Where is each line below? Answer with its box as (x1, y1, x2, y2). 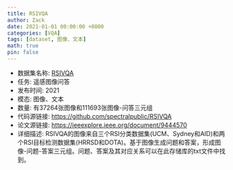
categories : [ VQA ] (7, 29, 61, 37)
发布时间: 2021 (17, 86, 60, 94)
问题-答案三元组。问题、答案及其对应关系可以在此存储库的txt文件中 (26, 146, 220, 155)
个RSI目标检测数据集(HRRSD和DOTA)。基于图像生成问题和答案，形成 (17, 138, 216, 146)
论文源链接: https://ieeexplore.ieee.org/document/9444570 (17, 121, 188, 129)
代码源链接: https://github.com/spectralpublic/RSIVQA (17, 112, 172, 120)
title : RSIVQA (7, 10, 49, 17)
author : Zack (7, 17, 45, 24)
